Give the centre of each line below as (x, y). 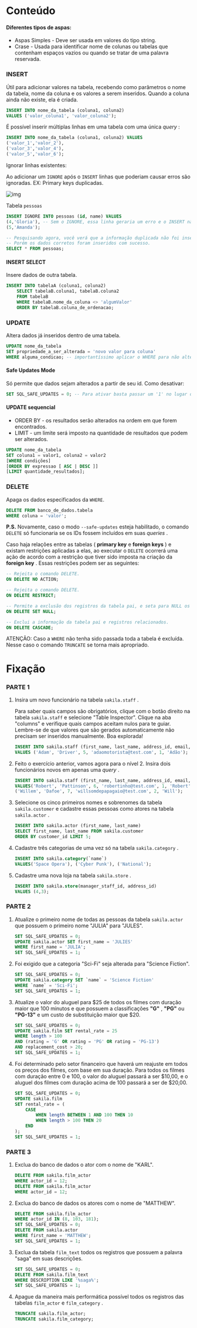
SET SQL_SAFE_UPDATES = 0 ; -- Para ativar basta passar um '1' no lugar (97, 394)
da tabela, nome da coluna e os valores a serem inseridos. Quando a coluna (98, 93)
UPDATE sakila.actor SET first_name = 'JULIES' (74, 942)
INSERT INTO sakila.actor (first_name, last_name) (78, 826)
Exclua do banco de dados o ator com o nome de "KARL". (84, 1165)
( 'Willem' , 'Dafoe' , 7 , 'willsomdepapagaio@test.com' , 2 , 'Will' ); (99, 791)
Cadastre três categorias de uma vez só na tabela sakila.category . (96, 848)
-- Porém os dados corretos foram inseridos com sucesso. (78, 243)
